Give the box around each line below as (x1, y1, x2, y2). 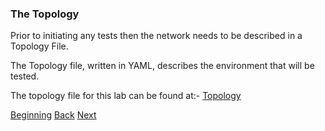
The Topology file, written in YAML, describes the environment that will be (10, 60, 315, 72)
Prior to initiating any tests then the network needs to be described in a (10, 30, 303, 42)
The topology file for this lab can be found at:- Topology (10, 90, 242, 102)
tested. (10, 70, 40, 82)
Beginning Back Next (10, 109, 97, 121)
